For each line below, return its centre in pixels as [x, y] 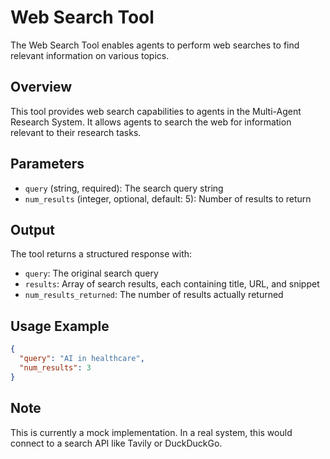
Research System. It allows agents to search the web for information [151, 122]
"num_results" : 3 [55, 367]
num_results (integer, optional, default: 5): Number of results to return [168, 198]
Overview [41, 87]
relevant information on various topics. [90, 55]
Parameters [47, 164]
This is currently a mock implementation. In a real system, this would [151, 432]
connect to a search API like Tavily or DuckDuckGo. [116, 443]
